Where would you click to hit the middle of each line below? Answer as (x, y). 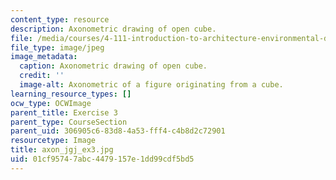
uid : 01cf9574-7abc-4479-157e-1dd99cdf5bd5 (102, 159)
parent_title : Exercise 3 (64, 112)
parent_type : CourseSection (69, 122)
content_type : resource (60, 19)
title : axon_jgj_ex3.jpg (62, 150)
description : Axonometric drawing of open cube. (113, 29)
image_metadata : (44, 57)
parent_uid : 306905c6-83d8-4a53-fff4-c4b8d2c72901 (118, 131)
